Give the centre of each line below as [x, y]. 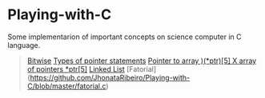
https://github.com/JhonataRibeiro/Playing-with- [110, 77]
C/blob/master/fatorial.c [66, 86]
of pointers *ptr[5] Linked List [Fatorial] [92, 69]
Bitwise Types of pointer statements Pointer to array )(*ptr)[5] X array [142, 61]
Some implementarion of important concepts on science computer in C [124, 37]
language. [24, 45]
